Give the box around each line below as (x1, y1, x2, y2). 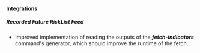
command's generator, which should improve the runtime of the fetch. (14, 39, 189, 47)
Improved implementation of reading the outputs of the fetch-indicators (14, 33, 194, 40)
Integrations (6, 5, 38, 12)
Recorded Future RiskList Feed (6, 18, 84, 26)
